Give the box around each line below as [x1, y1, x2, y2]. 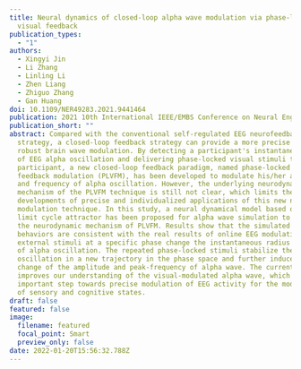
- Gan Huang [17, 96, 63, 106]
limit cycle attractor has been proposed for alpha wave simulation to [17, 212, 291, 222]
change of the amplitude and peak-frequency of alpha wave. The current [17, 263, 295, 272]
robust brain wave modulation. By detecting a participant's [17, 146, 251, 155]
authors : [9, 47, 42, 56]
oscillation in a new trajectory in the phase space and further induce [17, 254, 295, 264]
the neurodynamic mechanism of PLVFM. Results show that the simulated [17, 221, 291, 230]
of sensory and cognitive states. [17, 287, 146, 296]
